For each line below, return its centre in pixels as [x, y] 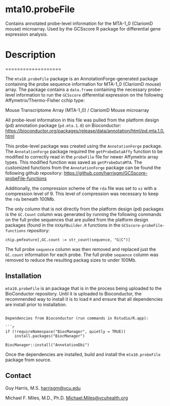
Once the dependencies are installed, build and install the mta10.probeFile [83, 354]
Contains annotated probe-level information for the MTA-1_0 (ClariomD [79, 23]
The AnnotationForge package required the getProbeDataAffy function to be [84, 151]
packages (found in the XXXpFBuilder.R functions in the [63, 225]
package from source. [28, 360]
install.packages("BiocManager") [50, 336]
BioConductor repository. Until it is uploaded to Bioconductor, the [74, 294]
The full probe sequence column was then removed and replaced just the [81, 249]
